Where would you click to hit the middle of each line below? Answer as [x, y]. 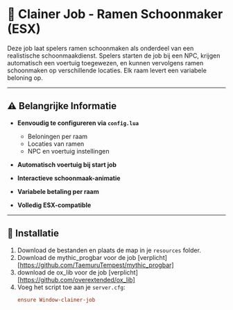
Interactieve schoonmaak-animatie [69, 178]
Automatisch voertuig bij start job [67, 164]
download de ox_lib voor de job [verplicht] [78, 272]
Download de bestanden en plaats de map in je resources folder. [109, 250]
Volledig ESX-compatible [54, 205]
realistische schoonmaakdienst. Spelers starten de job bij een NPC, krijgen [114, 56]
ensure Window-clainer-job [56, 300]
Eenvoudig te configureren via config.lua [78, 123]
